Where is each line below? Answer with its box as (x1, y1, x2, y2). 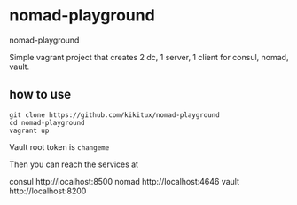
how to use (9, 87, 72, 102)
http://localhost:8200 (9, 185, 87, 196)
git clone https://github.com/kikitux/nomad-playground (9, 110, 220, 120)
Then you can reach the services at (9, 159, 139, 170)
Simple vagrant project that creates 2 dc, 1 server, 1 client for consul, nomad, (9, 51, 289, 62)
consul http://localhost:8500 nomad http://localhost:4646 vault (9, 176, 239, 186)
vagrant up (9, 126, 50, 135)
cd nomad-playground (9, 118, 86, 127)
